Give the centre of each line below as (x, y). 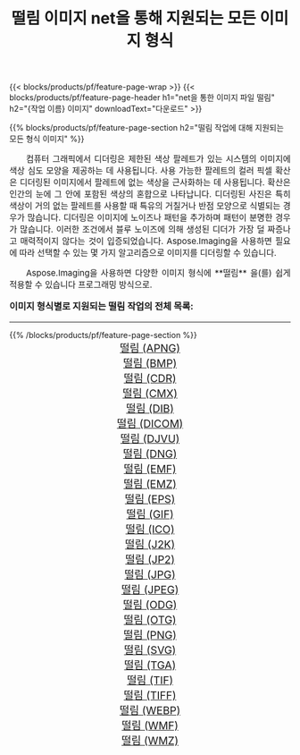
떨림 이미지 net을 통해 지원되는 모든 (134, 18)
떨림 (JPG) (150, 574)
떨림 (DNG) (150, 454)
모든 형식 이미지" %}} (47, 139)
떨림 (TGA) (150, 665)
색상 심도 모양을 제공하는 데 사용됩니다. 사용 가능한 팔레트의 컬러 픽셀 (141, 171)
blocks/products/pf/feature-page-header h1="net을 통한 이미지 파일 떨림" (142, 98)
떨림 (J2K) (150, 544)
